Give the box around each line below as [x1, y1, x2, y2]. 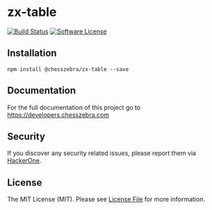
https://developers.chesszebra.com [7, 111, 110, 119]
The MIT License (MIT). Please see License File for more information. [7, 195, 205, 204]
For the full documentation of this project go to [7, 103, 141, 111]
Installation [7, 47, 57, 59]
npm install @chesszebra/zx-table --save [7, 65, 129, 73]
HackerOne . [7, 156, 42, 165]
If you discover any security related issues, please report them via [7, 149, 197, 157]
